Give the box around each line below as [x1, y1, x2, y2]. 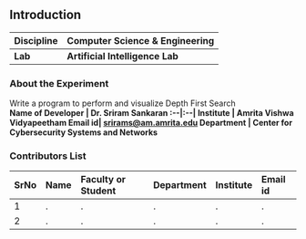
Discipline [14, 34, 58, 47]
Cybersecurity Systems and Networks [9, 127, 158, 138]
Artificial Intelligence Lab [66, 49, 179, 62]
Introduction [9, 7, 82, 23]
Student [80, 184, 117, 197]
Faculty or [80, 173, 126, 186]
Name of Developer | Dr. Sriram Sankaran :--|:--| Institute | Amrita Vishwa [9, 108, 294, 119]
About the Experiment [9, 77, 109, 89]
